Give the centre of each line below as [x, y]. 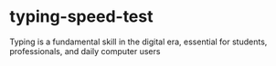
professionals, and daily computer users [85, 51]
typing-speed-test [81, 17]
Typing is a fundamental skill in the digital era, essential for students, [138, 42]
